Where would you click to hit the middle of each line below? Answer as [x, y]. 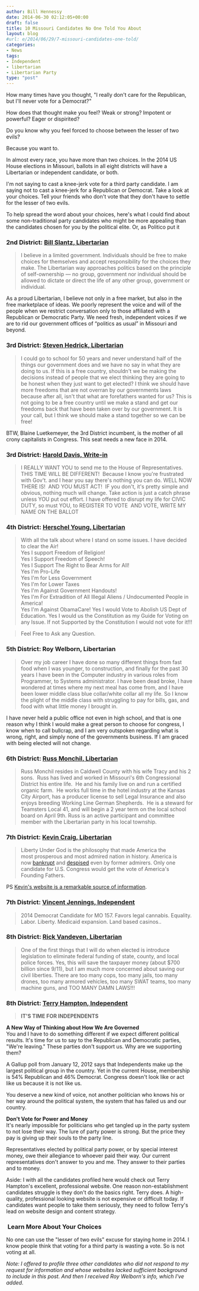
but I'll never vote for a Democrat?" [49, 101]
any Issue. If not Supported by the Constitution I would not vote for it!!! [106, 622]
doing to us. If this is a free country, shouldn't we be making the [98, 371]
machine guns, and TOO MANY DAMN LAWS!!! [78, 987]
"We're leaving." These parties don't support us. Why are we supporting [94, 1047]
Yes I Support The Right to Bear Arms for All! [75, 566]
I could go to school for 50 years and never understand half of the [101, 358]
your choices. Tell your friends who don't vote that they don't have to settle [98, 197]
